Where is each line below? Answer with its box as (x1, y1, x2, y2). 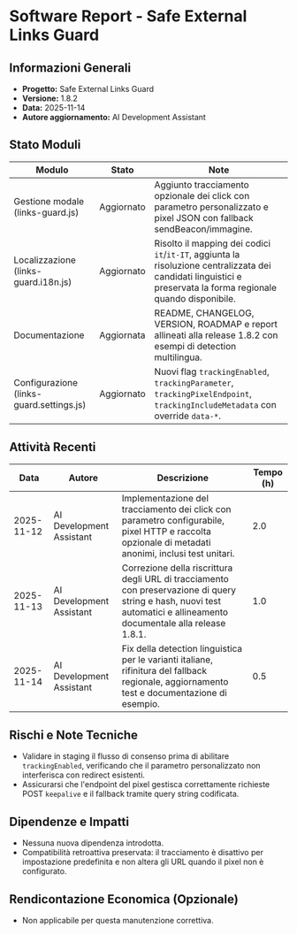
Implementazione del (121, 492, 209, 504)
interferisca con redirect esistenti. (21, 769, 146, 780)
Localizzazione (13, 254, 77, 266)
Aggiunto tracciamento (154, 179, 249, 191)
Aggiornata (99, 329, 146, 341)
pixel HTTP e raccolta (121, 524, 212, 537)
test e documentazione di (121, 686, 227, 699)
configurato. (21, 866, 67, 877)
